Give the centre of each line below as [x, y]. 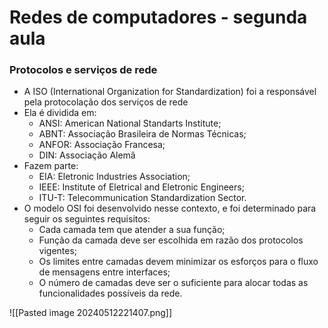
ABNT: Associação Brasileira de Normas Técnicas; [142, 134]
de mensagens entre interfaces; [104, 272]
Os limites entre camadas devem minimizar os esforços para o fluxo [178, 262]
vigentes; [58, 251]
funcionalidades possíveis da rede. [110, 293]
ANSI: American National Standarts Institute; [130, 123]
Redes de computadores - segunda [158, 17]
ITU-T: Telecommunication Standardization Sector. [142, 198]
